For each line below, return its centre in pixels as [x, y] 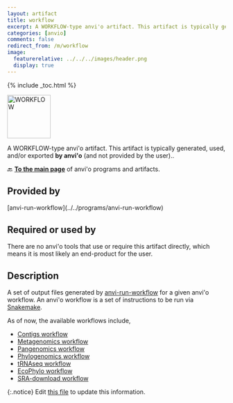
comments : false [31, 40]
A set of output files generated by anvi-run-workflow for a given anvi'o [108, 293]
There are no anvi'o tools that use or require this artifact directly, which [109, 247]
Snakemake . [25, 307]
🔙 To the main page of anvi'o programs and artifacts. [84, 169]
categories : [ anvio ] [37, 33]
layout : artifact [32, 14]
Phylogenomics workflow [53, 356]
